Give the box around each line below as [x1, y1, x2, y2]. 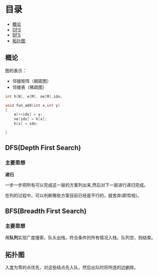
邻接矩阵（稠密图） [12, 78, 52, 84]
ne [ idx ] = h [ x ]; [14, 117, 48, 122]
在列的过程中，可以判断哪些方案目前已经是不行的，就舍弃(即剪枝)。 [5, 192, 142, 198]
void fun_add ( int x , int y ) [5, 103, 60, 108]
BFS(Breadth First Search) [5, 207, 87, 215]
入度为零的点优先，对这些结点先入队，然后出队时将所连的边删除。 [5, 265, 138, 271]
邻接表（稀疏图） [12, 84, 47, 90]
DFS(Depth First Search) [5, 144, 81, 152]
